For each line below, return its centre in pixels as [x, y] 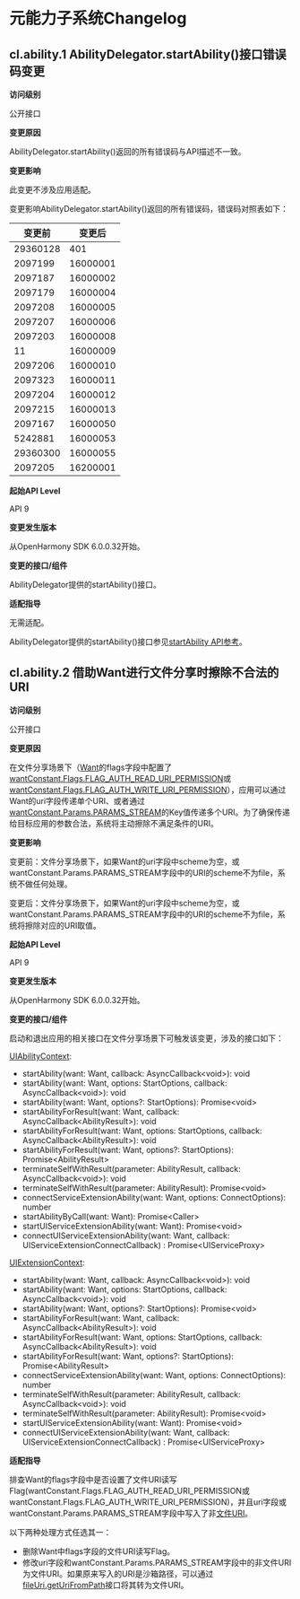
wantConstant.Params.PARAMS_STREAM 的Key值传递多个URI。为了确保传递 [150, 812]
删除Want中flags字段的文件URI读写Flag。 [99, 1551]
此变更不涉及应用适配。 [52, 190]
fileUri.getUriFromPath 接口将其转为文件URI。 [106, 1585]
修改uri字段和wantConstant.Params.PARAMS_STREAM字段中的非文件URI [157, 1562]
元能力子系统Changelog [98, 18]
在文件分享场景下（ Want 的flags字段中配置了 [91, 767]
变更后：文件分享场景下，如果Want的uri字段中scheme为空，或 [124, 903]
